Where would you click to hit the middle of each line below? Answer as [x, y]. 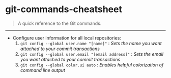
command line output [42, 70]
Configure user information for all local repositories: [67, 38]
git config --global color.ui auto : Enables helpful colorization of [92, 65]
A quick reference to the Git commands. [60, 23]
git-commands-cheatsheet [64, 9]
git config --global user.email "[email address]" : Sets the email [92, 54]
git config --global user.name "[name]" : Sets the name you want [91, 43]
